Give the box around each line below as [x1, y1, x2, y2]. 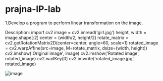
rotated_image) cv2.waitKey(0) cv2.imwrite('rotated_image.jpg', [5, 55, 135, 61]
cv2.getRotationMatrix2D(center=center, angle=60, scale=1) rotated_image [5, 40, 159, 45]
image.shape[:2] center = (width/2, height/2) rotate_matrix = [5, 35, 129, 40]
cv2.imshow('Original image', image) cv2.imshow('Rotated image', [5, 50, 140, 56]
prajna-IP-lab [5, 3, 61, 15]
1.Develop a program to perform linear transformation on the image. [5, 20, 143, 26]
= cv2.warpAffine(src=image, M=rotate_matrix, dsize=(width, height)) [5, 45, 148, 51]
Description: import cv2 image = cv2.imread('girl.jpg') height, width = [5, 29, 147, 35]
